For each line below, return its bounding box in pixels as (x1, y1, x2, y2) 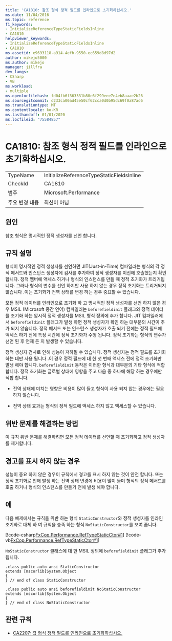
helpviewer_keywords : (5, 36, 52, 41)
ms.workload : (5, 83, 33, 89)
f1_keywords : (5, 22, 33, 27)
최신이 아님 (44, 199, 69, 206)
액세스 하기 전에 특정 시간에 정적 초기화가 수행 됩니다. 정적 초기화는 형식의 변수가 (5, 332, 166, 338)
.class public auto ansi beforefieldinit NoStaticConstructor (5, 587, 141, 592)
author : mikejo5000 (5, 55, 47, 60)
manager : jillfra (5, 65, 42, 70)
